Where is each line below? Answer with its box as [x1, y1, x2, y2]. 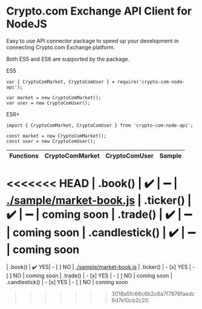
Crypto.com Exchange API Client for [6, 4, 192, 18]
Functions [9, 151, 39, 160]
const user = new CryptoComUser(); [6, 138, 96, 144]
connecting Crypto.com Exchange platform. [6, 44, 116, 51]
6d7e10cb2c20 [111, 296, 149, 304]
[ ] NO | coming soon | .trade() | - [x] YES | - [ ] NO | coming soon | [6, 271, 172, 279]
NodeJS [6, 17, 47, 31]
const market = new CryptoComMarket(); [6, 133, 107, 139]
